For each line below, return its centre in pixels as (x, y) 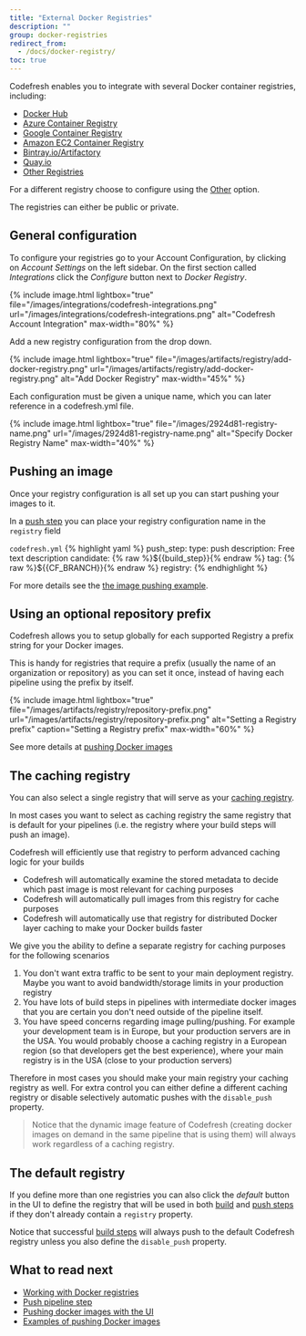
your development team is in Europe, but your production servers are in (157, 1031)
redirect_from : (38, 43)
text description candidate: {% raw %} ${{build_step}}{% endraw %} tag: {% (153, 558)
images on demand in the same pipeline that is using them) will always (163, 1134)
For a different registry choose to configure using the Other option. (135, 189)
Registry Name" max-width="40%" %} (82, 442)
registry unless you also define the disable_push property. (118, 1242)
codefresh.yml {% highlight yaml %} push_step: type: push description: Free (152, 548)
